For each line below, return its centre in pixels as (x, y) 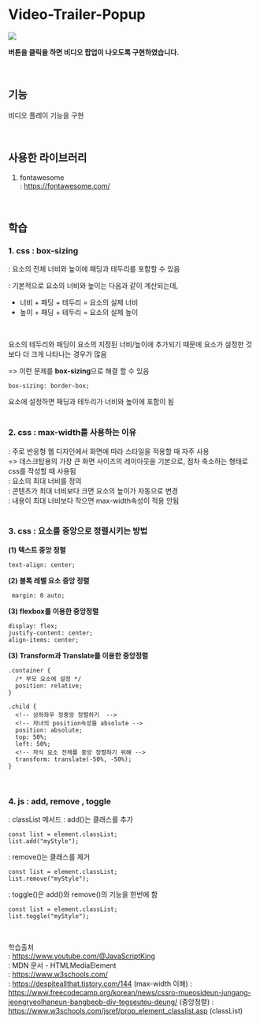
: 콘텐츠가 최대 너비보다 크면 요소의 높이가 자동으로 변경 (93, 490)
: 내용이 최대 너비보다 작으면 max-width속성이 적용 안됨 (94, 500)
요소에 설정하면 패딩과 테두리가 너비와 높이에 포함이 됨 (91, 402)
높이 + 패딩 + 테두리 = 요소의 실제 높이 (79, 313)
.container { (30, 670)
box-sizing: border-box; (49, 386)
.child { (22, 706)
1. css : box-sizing (43, 250)
